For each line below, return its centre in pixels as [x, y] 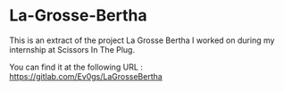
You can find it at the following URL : [76, 67]
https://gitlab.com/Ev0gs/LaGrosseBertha [86, 76]
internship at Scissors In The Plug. [72, 49]
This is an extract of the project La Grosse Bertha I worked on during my [142, 40]
